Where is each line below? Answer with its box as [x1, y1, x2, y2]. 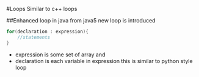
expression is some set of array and [15, 51, 106, 58]
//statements [17, 34, 51, 40]
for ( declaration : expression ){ [6, 28, 89, 35]
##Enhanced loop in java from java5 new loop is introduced [6, 17, 156, 24]
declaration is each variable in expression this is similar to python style [15, 57, 194, 64]
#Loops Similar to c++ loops [6, 5, 78, 12]
